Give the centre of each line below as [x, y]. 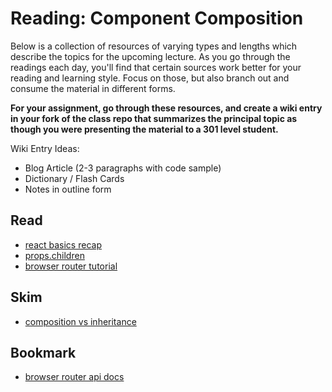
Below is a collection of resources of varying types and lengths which [154, 46]
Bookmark [43, 352]
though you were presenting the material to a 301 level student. [144, 129]
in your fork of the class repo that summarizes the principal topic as [154, 118]
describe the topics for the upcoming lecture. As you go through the [150, 56]
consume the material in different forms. [93, 88]
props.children [54, 255]
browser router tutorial [71, 266]
